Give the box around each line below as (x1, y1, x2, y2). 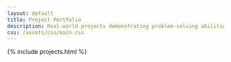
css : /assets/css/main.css (7, 29, 85, 36)
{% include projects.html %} (7, 48, 87, 56)
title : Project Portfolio (7, 16, 81, 23)
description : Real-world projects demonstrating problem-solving (7, 22, 198, 29)
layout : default (7, 10, 54, 17)
